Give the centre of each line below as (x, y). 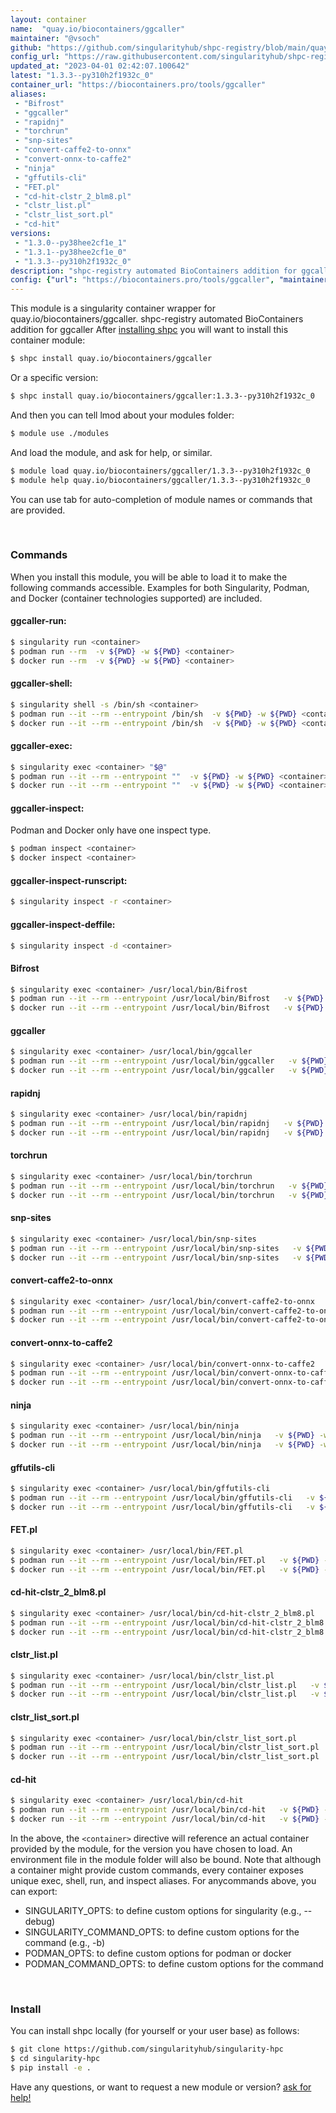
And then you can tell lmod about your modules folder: (122, 415)
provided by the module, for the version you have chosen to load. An (151, 1848)
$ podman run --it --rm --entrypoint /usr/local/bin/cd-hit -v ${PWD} (165, 1810)
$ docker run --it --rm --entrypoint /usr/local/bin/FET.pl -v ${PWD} (165, 1569)
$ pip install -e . (51, 2068)
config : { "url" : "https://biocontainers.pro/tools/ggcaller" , (142, 280)
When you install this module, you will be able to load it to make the (149, 577)
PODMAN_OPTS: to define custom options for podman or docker (158, 1953)
